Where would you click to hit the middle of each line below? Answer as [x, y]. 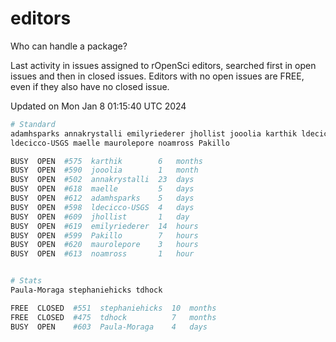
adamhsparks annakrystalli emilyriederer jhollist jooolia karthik [154, 133]
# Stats [26, 281]
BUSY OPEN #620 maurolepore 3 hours [104, 245]
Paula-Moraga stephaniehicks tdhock [86, 290]
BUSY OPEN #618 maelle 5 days [102, 189]
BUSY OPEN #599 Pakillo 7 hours [104, 235]
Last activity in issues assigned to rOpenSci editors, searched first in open [163, 65]
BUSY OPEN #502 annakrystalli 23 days [102, 180]
